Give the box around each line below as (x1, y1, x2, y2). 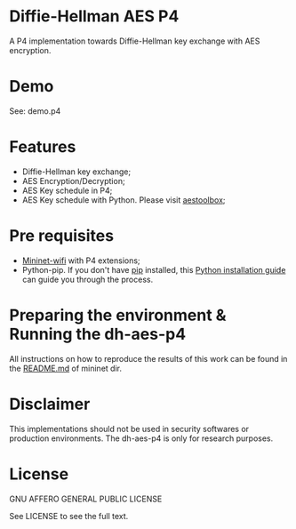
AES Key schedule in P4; (21, 185, 113, 196)
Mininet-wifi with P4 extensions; (21, 255, 140, 266)
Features (9, 137, 76, 157)
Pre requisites (9, 226, 114, 245)
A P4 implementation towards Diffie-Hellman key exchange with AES (9, 36, 260, 46)
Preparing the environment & (9, 305, 227, 325)
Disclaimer (9, 394, 91, 414)
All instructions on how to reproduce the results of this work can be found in (9, 353, 288, 364)
